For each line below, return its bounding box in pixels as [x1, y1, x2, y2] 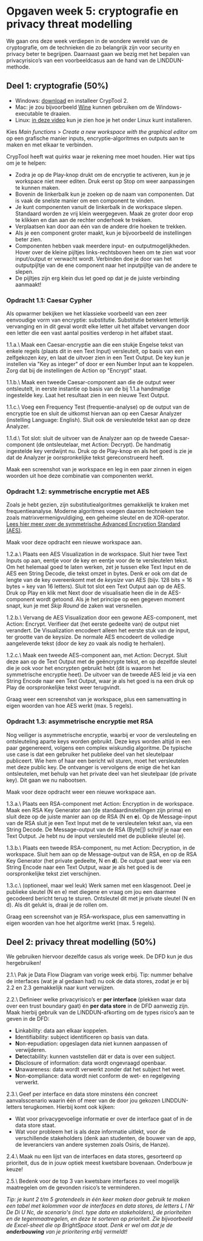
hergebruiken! [6, 959, 41, 967]
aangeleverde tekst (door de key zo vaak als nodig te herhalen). [6, 640, 165, 647]
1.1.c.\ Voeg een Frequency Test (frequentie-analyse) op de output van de [6, 403, 190, 411]
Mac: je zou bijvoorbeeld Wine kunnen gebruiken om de [15, 103, 155, 111]
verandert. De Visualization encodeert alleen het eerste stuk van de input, [6, 627, 190, 634]
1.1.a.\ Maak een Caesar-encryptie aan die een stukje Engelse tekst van [6, 341, 184, 348]
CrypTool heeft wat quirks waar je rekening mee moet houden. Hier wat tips [6, 153, 195, 160]
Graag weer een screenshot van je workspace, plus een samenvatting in [6, 696, 187, 703]
